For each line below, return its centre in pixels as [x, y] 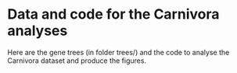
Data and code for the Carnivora [113, 14]
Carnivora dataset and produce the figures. [77, 61]
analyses [38, 31]
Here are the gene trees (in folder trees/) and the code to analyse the [118, 52]
